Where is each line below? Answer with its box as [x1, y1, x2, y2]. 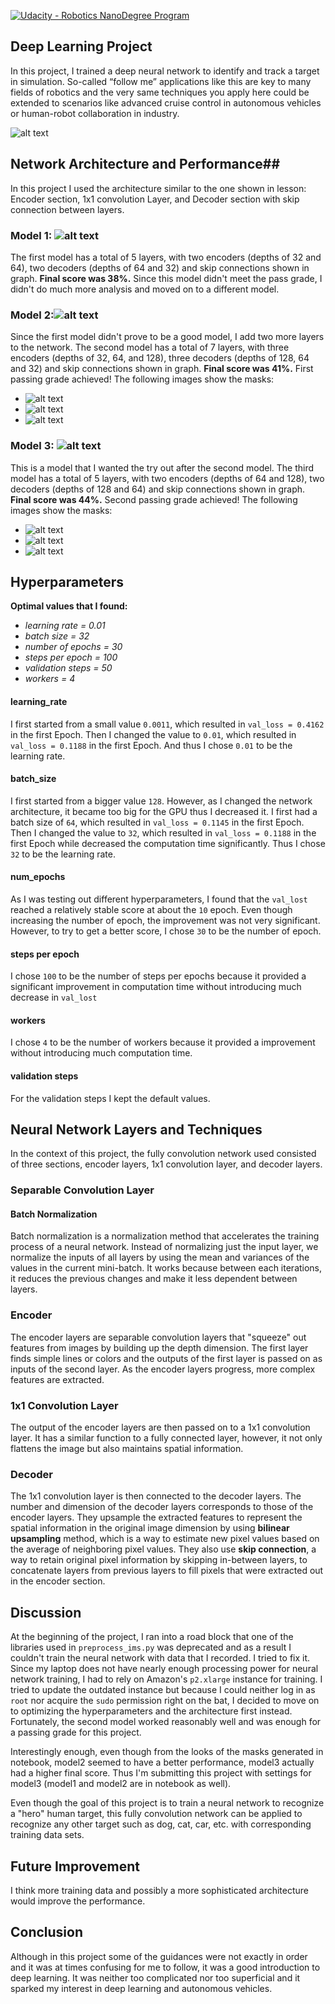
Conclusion [10, 1924, 84, 1941]
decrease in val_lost [10, 991, 98, 1004]
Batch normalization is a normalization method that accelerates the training [10, 1230, 320, 1242]
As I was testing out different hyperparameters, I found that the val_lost [10, 893, 308, 905]
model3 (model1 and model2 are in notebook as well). [10, 1778, 232, 1790]
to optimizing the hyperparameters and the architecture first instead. [10, 1705, 293, 1717]
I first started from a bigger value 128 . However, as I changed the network [10, 795, 313, 807]
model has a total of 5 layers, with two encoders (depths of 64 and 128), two [10, 472, 325, 484]
